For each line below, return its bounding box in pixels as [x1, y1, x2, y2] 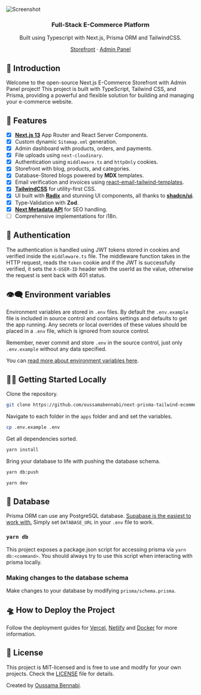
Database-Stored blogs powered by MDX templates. [14, 172, 144, 179]
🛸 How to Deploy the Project [6, 605, 115, 615]
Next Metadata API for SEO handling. [14, 205, 108, 213]
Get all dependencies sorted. [6, 435, 78, 442]
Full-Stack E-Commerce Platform [51, 20, 150, 29]
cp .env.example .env [6, 424, 60, 430]
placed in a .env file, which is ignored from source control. [6, 327, 150, 335]
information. [6, 630, 36, 638]
